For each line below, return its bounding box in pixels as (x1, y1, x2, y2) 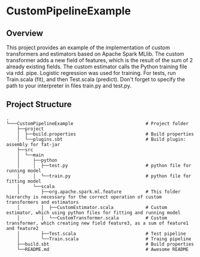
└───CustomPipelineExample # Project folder (6, 120, 189, 126)
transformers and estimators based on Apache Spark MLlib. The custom (6, 50, 184, 58)
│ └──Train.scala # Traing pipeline (17, 235, 192, 242)
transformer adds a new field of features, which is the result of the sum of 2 (6, 57, 193, 64)
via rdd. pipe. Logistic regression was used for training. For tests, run (6, 69, 177, 76)
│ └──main (17, 152, 44, 158)
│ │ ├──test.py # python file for (17, 162, 192, 168)
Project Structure (6, 99, 72, 110)
